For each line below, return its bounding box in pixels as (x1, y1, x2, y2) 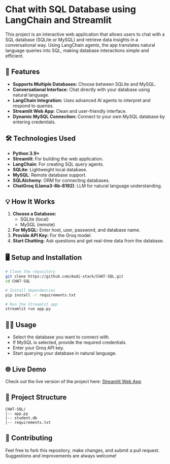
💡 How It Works (5, 197, 55, 206)
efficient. (5, 52, 24, 59)
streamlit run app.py (5, 306, 51, 312)
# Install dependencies (5, 288, 56, 293)
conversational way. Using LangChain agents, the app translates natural (5, 42, 156, 48)
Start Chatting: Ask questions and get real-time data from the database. (12, 238, 164, 244)
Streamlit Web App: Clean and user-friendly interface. (12, 108, 127, 114)
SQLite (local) (20, 216, 49, 222)
